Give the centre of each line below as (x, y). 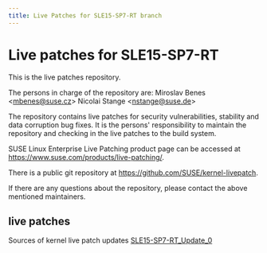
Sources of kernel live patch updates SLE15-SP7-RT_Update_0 (110, 240)
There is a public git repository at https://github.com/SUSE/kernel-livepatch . (133, 173)
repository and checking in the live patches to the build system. (112, 133)
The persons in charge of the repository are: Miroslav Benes (107, 92)
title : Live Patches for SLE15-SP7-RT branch (85, 16)
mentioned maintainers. (47, 197)
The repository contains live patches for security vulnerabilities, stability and (133, 116)
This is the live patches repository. (65, 77)
